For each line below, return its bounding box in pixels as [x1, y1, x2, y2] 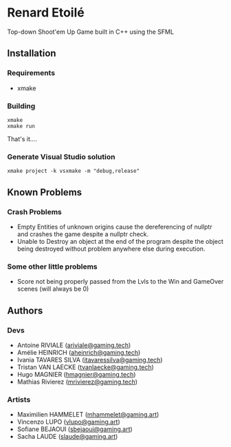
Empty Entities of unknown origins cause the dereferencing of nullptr [16, 222, 212, 231]
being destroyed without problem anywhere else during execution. [16, 245, 206, 253]
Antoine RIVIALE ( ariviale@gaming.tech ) [16, 341, 131, 349]
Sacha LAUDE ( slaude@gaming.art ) [16, 433, 118, 441]
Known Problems [7, 186, 82, 198]
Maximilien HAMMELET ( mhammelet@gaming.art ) [16, 410, 159, 419]
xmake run [7, 123, 36, 129]
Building [7, 101, 36, 111]
